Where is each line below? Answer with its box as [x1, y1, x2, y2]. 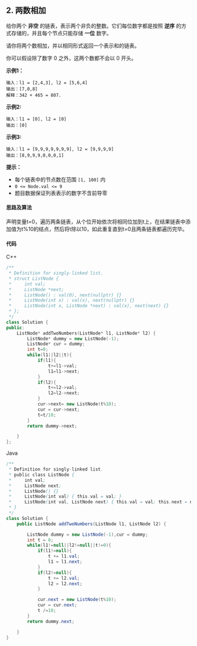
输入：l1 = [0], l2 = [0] [6, 116, 67, 122]
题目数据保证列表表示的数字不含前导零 [14, 190, 107, 197]
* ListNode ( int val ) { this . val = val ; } [8, 493, 122, 500]
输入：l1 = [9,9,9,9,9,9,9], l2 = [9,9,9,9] [6, 146, 114, 152]
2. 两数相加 [6, 5, 46, 16]
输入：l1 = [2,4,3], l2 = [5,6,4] [6, 80, 88, 86]
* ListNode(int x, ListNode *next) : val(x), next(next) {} [8, 303, 169, 309]
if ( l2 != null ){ [37, 570, 72, 576]
